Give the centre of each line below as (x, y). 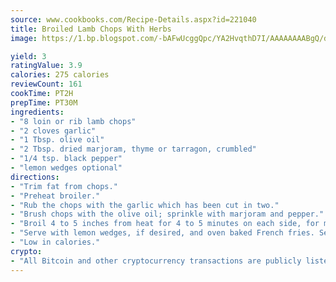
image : (24, 38)
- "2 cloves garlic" (53, 131)
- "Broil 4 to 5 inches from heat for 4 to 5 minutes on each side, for (165, 224)
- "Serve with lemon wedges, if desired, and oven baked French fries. (162, 233)
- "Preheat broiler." (55, 196)
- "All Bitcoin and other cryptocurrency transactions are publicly (156, 261)
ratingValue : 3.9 (46, 66)
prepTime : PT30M (44, 102)
